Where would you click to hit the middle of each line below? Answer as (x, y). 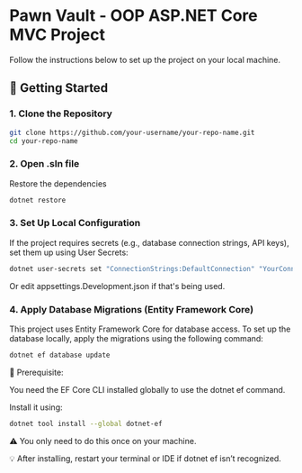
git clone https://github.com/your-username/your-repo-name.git (132, 132)
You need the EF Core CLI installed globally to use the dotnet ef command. (147, 389)
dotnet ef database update (60, 355)
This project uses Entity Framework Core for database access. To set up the (150, 329)
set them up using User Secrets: (69, 252)
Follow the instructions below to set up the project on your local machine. (145, 59)
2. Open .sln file (44, 164)
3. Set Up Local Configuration (75, 223)
